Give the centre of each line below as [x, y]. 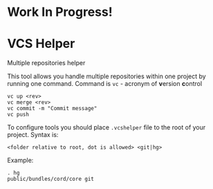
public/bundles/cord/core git [51, 179]
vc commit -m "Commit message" [52, 109]
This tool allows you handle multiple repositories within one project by [106, 76]
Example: [20, 161]
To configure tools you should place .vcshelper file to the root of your [106, 127]
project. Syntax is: [33, 135]
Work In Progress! [60, 12]
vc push [18, 115]
